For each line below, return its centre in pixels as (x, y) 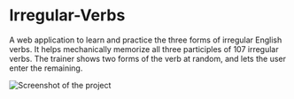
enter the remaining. (46, 68)
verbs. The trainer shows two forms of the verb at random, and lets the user (147, 58)
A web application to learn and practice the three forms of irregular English (146, 40)
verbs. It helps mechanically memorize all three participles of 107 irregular (144, 49)
